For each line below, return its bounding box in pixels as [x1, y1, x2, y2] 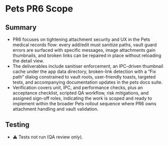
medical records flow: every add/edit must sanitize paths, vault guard [12, 42, 157, 48]
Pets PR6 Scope [5, 3, 73, 15]
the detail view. [12, 58, 44, 63]
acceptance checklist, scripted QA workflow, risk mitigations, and [12, 90, 149, 96]
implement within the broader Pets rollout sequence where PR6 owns [12, 101, 157, 106]
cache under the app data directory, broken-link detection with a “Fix [12, 68, 156, 75]
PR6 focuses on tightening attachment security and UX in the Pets [12, 36, 150, 42]
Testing [5, 120, 30, 129]
